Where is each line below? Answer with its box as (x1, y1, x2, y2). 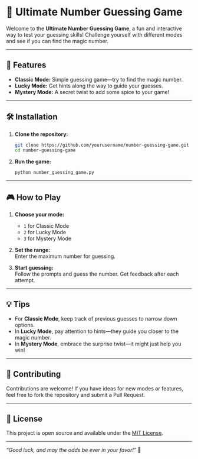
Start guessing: (14, 264, 54, 271)
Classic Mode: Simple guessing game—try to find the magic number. (14, 76, 183, 83)
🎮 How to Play (6, 192, 61, 202)
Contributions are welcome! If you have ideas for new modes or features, (6, 384, 184, 392)
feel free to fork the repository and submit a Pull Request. (6, 391, 146, 398)
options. (14, 321, 35, 328)
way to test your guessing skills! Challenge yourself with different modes (6, 31, 183, 38)
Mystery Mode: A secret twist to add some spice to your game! (14, 88, 170, 95)
